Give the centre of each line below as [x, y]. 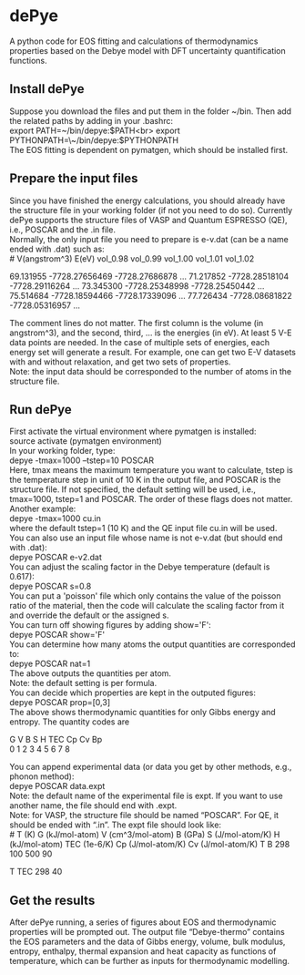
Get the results [52, 900]
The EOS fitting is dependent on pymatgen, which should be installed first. [149, 149]
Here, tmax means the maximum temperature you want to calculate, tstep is [151, 470]
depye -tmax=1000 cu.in [56, 518]
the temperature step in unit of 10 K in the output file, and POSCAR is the [145, 480]
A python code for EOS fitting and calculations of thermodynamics [134, 41]
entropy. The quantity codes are [70, 722]
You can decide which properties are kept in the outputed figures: [133, 693]
